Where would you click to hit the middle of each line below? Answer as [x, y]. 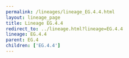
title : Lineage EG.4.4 [34, 23]
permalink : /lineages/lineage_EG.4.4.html [60, 12]
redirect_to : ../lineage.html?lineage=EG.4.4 [64, 29]
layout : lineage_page [33, 18]
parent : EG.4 [22, 40]
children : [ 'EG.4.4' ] [33, 46]
